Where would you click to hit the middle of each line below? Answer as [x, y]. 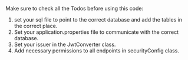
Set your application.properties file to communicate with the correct [96, 32]
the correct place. [36, 26]
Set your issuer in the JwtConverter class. [65, 44]
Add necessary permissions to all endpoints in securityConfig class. [96, 51]
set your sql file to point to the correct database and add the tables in [98, 20]
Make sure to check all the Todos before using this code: [75, 8]
